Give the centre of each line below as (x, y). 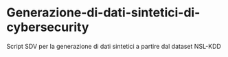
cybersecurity (48, 27)
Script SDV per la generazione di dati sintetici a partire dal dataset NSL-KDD (114, 46)
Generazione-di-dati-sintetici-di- (103, 13)
